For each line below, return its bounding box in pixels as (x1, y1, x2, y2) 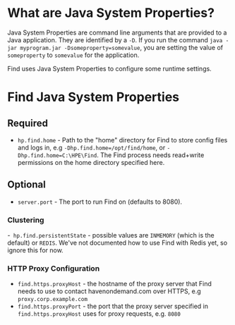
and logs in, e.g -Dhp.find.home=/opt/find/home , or (17, 143, 166, 152)
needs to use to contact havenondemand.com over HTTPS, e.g (17, 287, 201, 295)
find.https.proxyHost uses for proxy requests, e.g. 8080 (17, 309, 181, 318)
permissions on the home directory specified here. (17, 158, 165, 166)
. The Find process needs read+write (96, 150, 205, 159)
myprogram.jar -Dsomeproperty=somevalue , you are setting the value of (20, 43, 224, 51)
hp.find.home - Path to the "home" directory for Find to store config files (17, 135, 228, 144)
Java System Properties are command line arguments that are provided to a (7, 28, 227, 37)
